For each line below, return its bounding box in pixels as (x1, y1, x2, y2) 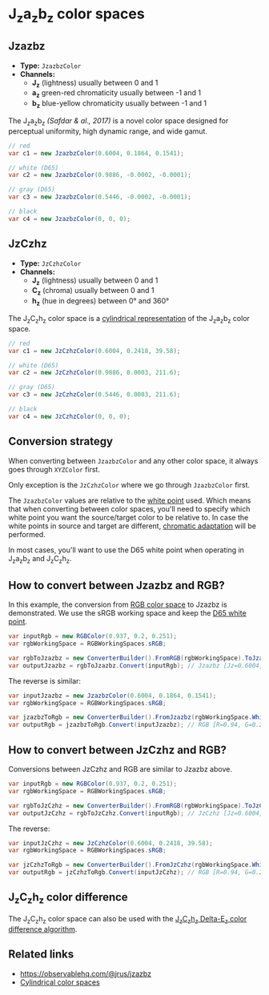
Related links (8, 948, 74, 961)
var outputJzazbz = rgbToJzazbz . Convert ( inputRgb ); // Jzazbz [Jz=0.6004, (8, 661, 263, 669)
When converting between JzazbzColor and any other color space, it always (8, 455, 259, 465)
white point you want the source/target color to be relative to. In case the (8, 512, 249, 522)
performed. (8, 529, 46, 539)
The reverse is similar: (8, 676, 82, 685)
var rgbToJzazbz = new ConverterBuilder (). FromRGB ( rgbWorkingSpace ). (8, 654, 246, 662)
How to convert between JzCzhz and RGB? (8, 743, 227, 756)
